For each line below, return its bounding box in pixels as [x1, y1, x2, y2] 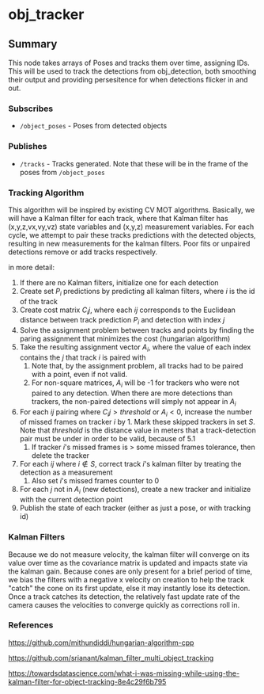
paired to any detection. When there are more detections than [31, 388, 233, 398]
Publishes [8, 141, 47, 152]
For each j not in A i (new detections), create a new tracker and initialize [19, 485, 251, 496]
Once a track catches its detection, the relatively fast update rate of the [8, 592, 240, 601]
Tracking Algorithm [8, 187, 85, 198]
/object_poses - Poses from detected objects [19, 121, 168, 131]
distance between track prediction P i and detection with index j [19, 315, 225, 326]
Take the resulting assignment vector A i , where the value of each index [19, 342, 251, 354]
